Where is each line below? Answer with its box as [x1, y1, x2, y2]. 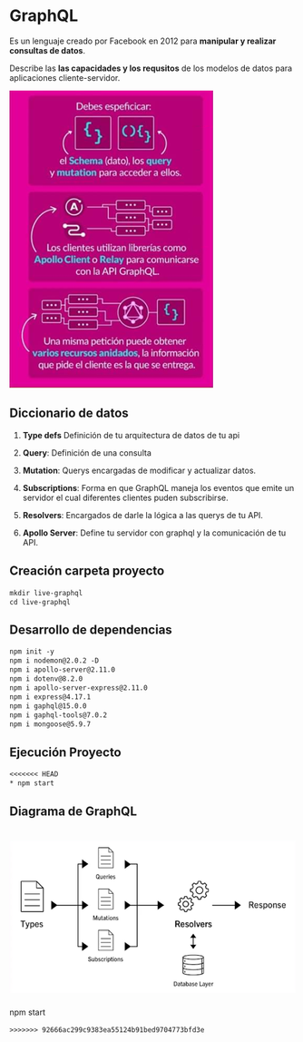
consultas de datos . [9, 44, 86, 55]
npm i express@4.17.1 [9, 693, 92, 702]
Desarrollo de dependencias [9, 622, 172, 637]
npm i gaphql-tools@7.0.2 [9, 711, 107, 720]
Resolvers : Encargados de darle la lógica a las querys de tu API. [22, 509, 263, 520]
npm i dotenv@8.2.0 [9, 674, 83, 683]
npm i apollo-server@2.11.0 [9, 665, 116, 674]
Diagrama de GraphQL [9, 803, 138, 819]
